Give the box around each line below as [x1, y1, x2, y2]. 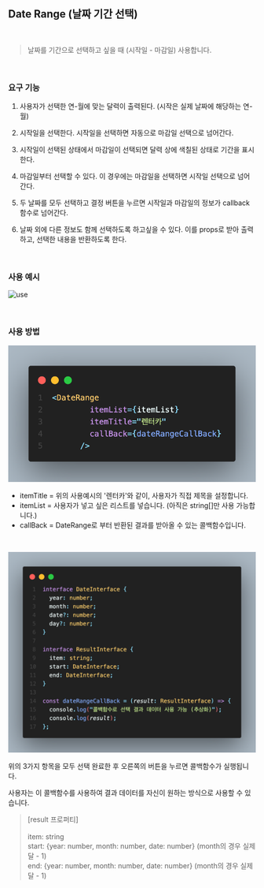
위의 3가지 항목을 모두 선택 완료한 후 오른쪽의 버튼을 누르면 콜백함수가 [8, 762, 222, 771]
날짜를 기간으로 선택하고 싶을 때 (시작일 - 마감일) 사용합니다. [27, 45, 212, 54]
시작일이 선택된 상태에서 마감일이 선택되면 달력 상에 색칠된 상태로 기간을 [19, 145, 240, 155]
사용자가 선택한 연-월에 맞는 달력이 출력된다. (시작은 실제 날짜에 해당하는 [19, 102, 242, 111]
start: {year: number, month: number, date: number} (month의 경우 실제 [27, 841, 256, 851]
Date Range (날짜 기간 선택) [8, 7, 138, 21]
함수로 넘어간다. [19, 208, 68, 218]
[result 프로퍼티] [27, 815, 79, 824]
